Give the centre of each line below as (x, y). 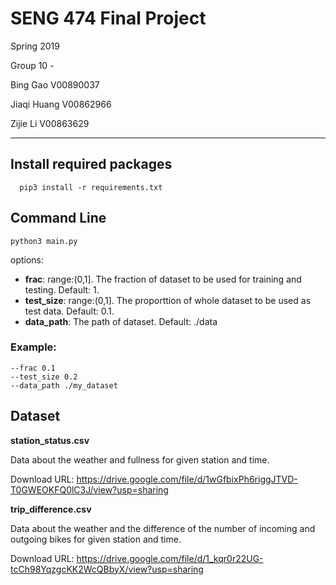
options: (27, 259)
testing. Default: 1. (62, 289)
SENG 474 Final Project (108, 18)
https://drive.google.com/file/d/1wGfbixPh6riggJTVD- (187, 479)
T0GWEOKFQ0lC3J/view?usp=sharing (89, 489)
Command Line (58, 218)
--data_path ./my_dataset (64, 385)
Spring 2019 (35, 46)
